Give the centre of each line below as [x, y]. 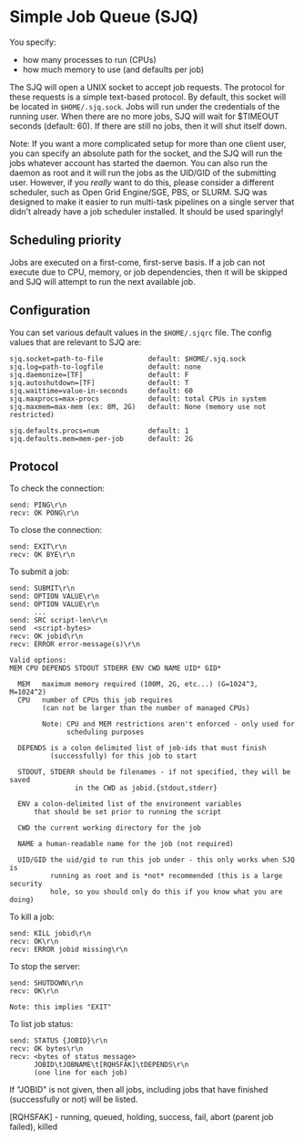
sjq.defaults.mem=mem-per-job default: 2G [101, 439]
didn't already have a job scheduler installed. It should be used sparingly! [147, 211]
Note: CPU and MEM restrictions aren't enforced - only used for [169, 724]
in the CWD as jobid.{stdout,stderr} [146, 788]
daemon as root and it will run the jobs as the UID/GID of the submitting [143, 173]
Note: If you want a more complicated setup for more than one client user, [148, 143]
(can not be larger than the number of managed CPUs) [146, 708]
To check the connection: [57, 488]
